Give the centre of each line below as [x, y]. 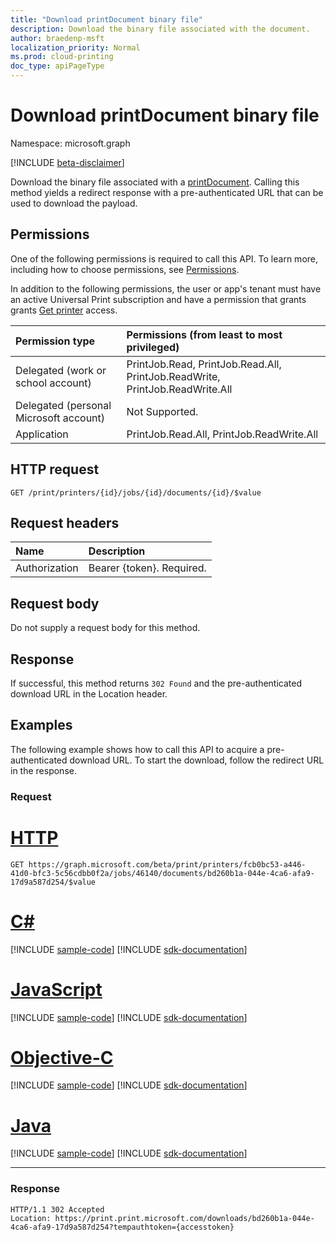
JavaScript [56, 989]
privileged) [153, 347]
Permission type [55, 341]
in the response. [43, 770]
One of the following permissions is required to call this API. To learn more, [164, 258]
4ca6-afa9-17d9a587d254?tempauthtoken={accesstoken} [122, 1227]
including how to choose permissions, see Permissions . [125, 269]
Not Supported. [162, 411]
